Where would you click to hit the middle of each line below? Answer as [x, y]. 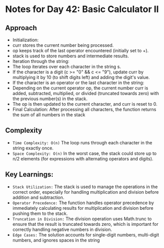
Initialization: [26, 40]
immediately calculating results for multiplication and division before [83, 208]
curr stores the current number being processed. [63, 45]
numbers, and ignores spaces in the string [56, 240]
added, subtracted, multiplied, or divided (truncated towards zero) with [86, 93]
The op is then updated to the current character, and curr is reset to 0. [85, 104]
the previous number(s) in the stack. [50, 99]
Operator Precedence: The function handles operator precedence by [83, 203]
